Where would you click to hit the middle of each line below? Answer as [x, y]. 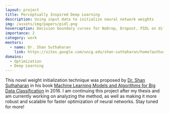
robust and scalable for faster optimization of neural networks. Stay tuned [82, 101]
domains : [14, 56]
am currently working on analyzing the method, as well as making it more [81, 96]
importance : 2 [20, 33]
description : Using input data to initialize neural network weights [80, 19]
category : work [21, 38]
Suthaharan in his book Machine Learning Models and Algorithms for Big [80, 85]
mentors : [14, 43]
